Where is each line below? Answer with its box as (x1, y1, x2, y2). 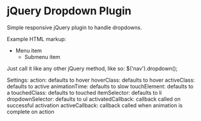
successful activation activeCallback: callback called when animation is (7, 101, 183, 108)
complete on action (7, 108, 54, 115)
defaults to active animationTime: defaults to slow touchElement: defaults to (7, 82, 194, 90)
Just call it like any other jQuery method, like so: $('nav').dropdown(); (7, 64, 178, 72)
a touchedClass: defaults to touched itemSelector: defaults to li (7, 89, 162, 96)
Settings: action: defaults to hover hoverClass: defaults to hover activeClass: (7, 76, 195, 83)
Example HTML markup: (7, 35, 66, 42)
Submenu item (24, 53, 60, 60)
